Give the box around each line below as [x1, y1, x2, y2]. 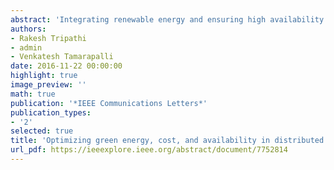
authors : [10, 24, 47, 34]
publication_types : [10, 107, 92, 118]
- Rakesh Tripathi [10, 33, 87, 43]
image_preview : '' [10, 80, 87, 90]
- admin [10, 42, 43, 53]
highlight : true [10, 71, 78, 81]
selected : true [10, 126, 74, 136]
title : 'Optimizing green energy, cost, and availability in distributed [10, 136, 325, 146]
